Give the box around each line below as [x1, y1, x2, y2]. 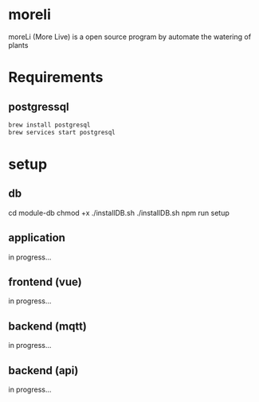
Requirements [8, 68, 104, 87]
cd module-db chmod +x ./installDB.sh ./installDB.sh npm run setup [8, 208, 230, 217]
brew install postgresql [8, 121, 91, 129]
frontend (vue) [8, 275, 82, 288]
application [8, 231, 66, 244]
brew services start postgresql [8, 128, 116, 136]
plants [8, 40, 29, 49]
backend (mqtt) [8, 319, 88, 333]
